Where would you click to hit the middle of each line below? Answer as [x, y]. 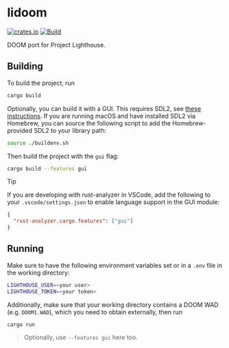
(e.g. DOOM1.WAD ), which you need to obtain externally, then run [95, 312]
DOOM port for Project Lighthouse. [57, 45]
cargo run [21, 324]
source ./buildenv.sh [38, 143]
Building [25, 66]
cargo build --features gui [47, 169]
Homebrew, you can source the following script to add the [89, 123]
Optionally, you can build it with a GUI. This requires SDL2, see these [104, 108]
